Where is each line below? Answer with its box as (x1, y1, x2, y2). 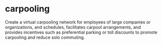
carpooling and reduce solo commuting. (5, 34, 85, 40)
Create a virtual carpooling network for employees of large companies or (5, 19, 151, 25)
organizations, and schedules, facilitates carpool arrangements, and (5, 24, 141, 30)
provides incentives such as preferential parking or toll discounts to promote (5, 29, 158, 35)
